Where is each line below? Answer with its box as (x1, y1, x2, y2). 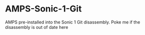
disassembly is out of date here (5, 24, 68, 30)
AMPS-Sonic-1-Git (5, 3, 82, 14)
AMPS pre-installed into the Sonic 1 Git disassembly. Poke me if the (5, 19, 141, 25)
